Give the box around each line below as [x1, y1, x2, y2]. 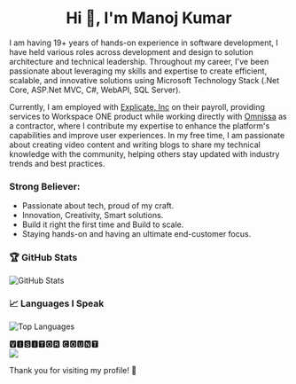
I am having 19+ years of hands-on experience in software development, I [9, 37, 279, 48]
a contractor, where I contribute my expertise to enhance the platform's [9, 120, 270, 131]
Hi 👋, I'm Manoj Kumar [66, 8, 232, 28]
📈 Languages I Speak [9, 297, 105, 310]
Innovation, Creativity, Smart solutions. [21, 210, 164, 221]
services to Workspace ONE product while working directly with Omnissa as [9, 111, 287, 121]
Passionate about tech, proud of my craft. [21, 200, 175, 211]
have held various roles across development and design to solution [9, 46, 254, 57]
